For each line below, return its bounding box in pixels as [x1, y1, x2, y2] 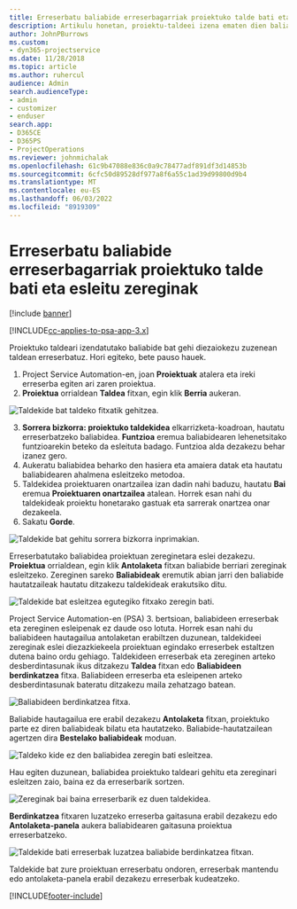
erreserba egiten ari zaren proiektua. [21, 378, 156, 388]
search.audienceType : [9, 87, 89, 96]
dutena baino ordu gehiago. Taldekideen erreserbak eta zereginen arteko [9, 651, 276, 662]
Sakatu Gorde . [21, 516, 75, 527]
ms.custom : [9, 37, 49, 47]
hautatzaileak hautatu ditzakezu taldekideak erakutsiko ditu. [9, 578, 227, 590]
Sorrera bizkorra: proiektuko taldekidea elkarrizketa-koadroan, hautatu [21, 422, 285, 433]
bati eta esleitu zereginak [9, 278, 199, 298]
